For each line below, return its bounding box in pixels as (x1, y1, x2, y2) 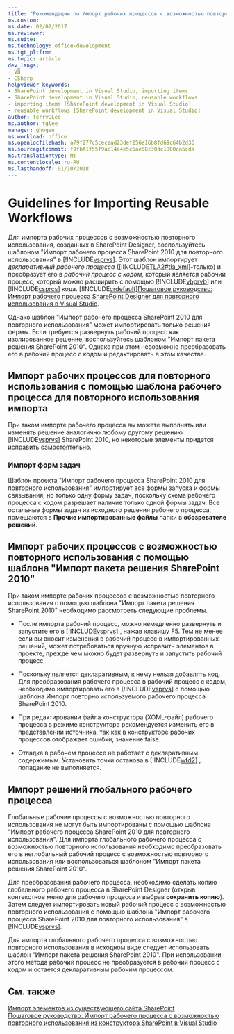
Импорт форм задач (8, 460, 81, 470)
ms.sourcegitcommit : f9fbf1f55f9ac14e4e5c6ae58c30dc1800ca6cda (8, 146, 195, 153)
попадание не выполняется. (17, 764, 102, 772)
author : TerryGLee (8, 113, 61, 120)
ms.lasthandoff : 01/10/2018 (8, 165, 90, 172)
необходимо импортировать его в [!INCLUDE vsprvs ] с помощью (17, 685, 210, 694)
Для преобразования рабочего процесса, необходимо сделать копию (8, 878, 217, 887)
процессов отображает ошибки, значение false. (17, 735, 161, 744)
